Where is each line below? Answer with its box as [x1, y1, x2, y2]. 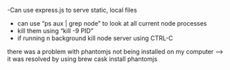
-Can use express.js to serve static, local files [7, 6, 137, 14]
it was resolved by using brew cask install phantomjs [7, 55, 158, 63]
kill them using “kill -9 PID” [17, 27, 94, 35]
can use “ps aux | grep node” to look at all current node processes [17, 19, 207, 27]
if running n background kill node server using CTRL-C [17, 34, 173, 42]
